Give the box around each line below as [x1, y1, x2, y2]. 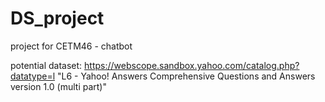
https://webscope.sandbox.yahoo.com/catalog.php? [84, 59, 300, 71]
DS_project [10, 7, 105, 30]
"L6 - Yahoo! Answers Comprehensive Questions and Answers [57, 70, 316, 82]
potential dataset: [10, 59, 83, 71]
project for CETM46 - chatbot [10, 40, 133, 52]
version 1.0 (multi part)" [10, 80, 107, 92]
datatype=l [10, 70, 56, 82]
